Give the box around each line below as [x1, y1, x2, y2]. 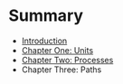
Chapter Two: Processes [21, 54, 114, 65]
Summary [8, 5, 83, 26]
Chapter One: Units [21, 44, 94, 55]
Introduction [21, 35, 68, 46]
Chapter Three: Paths [21, 64, 102, 75]
